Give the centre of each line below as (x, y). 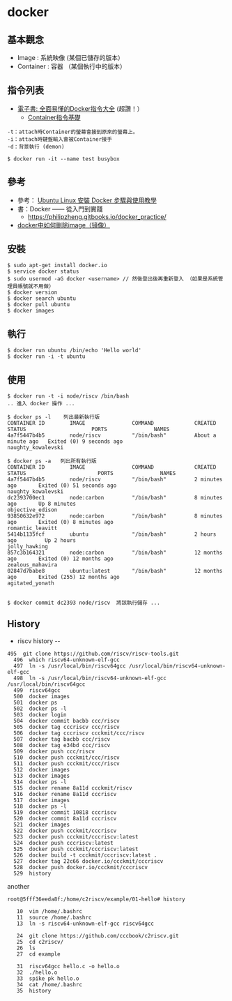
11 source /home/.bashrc (54, 917)
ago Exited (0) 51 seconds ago (62, 486)
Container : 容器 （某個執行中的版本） (72, 66)
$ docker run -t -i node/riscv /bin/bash (68, 396)
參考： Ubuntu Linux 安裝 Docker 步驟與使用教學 (87, 200)
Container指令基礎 (54, 117)
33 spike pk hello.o (48, 978)
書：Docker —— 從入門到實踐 (60, 209)
